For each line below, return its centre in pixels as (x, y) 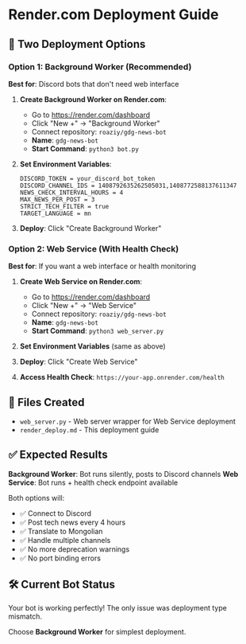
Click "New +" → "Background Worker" (96, 123)
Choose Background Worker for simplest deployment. (97, 631)
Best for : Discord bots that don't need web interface (94, 84)
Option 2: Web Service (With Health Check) (94, 248)
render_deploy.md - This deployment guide (89, 429)
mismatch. (25, 616)
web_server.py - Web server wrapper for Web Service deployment (128, 421)
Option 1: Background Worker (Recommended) (100, 67)
